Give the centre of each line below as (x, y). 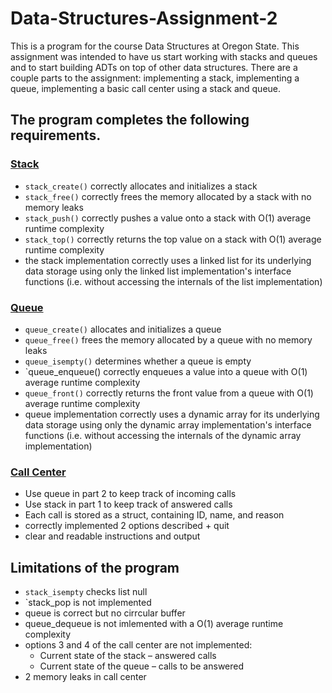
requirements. (56, 135)
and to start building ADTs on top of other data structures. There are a (154, 67)
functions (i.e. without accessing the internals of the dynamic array (163, 435)
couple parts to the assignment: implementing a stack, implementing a (155, 78)
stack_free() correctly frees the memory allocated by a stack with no (168, 196)
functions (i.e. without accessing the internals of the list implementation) (173, 281)
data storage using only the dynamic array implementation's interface (168, 424)
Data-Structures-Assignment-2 (144, 18)
